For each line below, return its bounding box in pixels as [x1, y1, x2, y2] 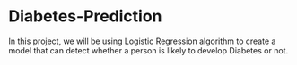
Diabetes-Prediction [8, 6, 162, 27]
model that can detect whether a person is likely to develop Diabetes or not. [8, 45, 289, 55]
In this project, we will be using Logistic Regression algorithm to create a [8, 36, 276, 46]
